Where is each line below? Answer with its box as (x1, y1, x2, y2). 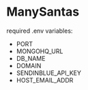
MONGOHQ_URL (16, 47, 63, 55)
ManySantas (6, 4, 80, 20)
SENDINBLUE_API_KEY (16, 69, 81, 77)
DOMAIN (16, 61, 42, 70)
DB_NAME (16, 54, 46, 62)
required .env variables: (6, 27, 73, 35)
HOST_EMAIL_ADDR (16, 76, 74, 84)
